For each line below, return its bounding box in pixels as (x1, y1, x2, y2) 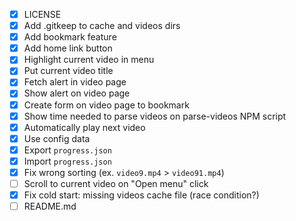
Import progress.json (23, 155, 112, 167)
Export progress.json (23, 144, 112, 156)
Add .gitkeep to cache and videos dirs (23, 20, 181, 32)
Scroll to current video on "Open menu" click (23, 177, 209, 189)
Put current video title (23, 65, 114, 77)
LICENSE (23, 9, 62, 20)
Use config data (23, 132, 91, 144)
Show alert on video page (23, 87, 131, 99)
